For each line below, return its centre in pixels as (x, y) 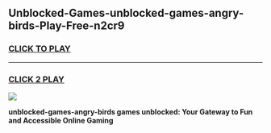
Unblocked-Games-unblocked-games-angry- (126, 13)
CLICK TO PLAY (40, 49)
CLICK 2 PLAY (36, 79)
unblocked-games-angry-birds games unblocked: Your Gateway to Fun (131, 111)
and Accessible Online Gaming (61, 120)
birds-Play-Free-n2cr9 (67, 26)
